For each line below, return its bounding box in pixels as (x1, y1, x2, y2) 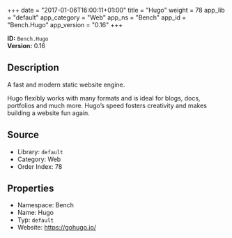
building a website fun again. (7, 108, 91, 117)
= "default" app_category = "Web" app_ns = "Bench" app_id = (7, 13, 187, 22)
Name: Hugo (17, 209, 54, 217)
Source (7, 129, 40, 141)
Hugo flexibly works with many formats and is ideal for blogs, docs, (7, 94, 201, 102)
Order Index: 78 (17, 162, 63, 170)
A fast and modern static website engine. (7, 80, 125, 89)
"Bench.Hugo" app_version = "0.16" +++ (7, 21, 123, 29)
